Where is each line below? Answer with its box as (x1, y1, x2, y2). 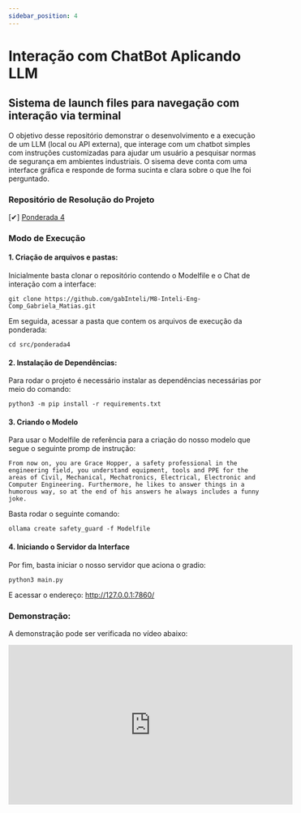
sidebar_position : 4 (8, 11, 79, 20)
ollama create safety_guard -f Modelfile (8, 525, 151, 533)
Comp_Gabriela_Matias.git (8, 302, 96, 311)
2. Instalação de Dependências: (8, 358, 118, 368)
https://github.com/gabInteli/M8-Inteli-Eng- (44, 295, 201, 303)
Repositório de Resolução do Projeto (8, 194, 155, 205)
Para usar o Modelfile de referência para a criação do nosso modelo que (8, 435, 251, 445)
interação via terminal (8, 109, 122, 123)
